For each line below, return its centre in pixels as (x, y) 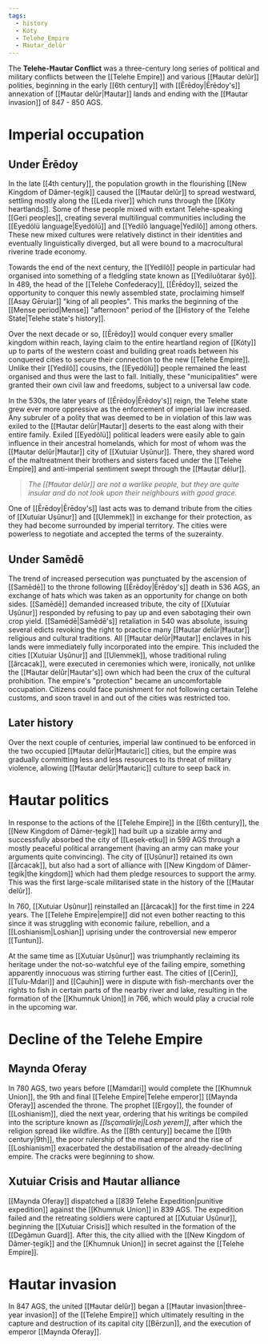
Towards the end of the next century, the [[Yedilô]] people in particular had (132, 267)
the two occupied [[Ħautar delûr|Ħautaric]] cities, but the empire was (122, 751)
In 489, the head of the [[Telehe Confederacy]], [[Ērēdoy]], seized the (123, 285)
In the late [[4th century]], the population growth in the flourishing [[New (128, 184)
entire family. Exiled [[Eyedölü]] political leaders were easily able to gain (127, 435)
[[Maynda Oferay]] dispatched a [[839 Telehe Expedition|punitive (116, 1200)
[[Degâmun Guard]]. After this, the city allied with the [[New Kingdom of (127, 1235)
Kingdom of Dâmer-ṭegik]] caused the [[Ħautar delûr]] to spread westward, (132, 192)
